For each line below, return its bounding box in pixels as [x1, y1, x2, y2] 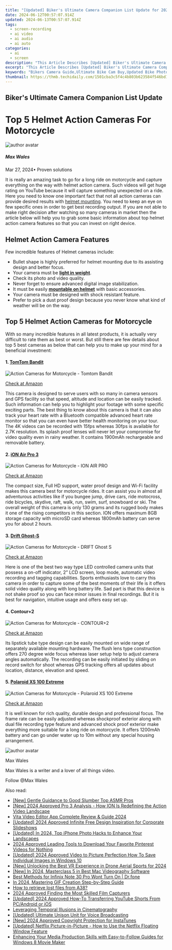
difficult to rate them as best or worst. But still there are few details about [5, 336, 159, 342]
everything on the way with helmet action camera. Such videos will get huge [5, 182, 166, 188]
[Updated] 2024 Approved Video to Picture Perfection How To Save [12, 851, 156, 858]
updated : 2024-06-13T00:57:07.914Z [5, 17, 81, 22]
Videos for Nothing [12, 846, 53, 852]
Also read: [5, 787, 27, 793]
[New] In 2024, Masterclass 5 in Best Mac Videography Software [12, 868, 150, 874]
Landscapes [12, 835, 39, 842]
